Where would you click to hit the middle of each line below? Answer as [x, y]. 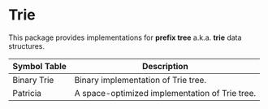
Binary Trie [33, 80]
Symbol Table [39, 66]
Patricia [27, 93]
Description [165, 66]
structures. [26, 46]
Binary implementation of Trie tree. [140, 80]
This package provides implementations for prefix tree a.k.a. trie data [125, 37]
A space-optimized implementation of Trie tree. [165, 93]
